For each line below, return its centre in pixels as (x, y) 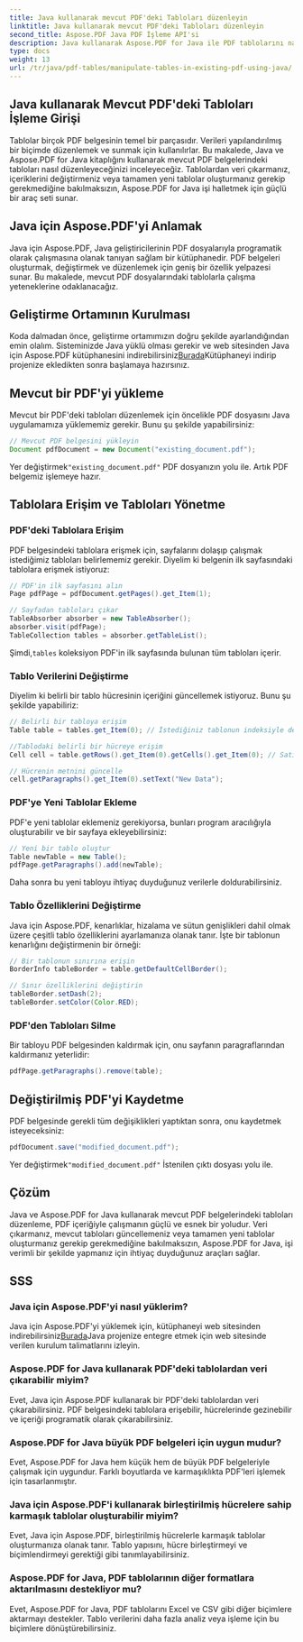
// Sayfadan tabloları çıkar (64, 610)
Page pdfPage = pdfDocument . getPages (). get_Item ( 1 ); (110, 594)
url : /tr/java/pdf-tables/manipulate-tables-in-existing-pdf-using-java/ (151, 69)
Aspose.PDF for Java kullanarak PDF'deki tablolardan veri (138, 1369)
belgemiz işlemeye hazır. (55, 476)
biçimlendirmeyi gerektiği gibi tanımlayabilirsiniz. (99, 1555)
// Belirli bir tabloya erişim (68, 722)
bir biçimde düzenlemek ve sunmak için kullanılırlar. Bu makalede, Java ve (147, 150)
